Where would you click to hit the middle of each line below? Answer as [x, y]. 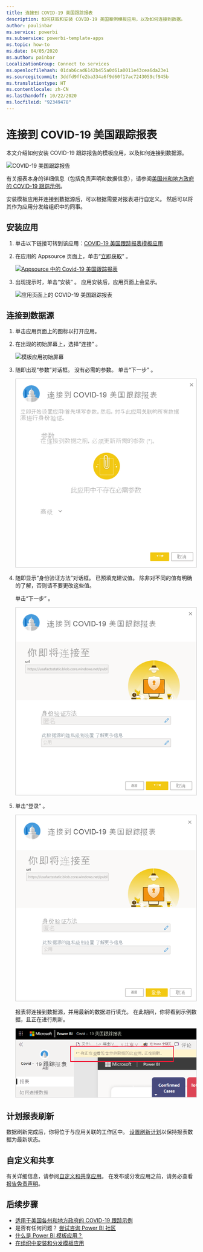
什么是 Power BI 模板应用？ [49, 1235]
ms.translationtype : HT [36, 83]
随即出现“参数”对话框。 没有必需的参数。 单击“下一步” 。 [85, 370]
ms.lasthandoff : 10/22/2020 [42, 96]
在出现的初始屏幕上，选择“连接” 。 [58, 344]
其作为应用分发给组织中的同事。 [46, 207]
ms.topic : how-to [28, 45]
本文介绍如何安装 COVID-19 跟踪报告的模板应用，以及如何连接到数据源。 [97, 153]
